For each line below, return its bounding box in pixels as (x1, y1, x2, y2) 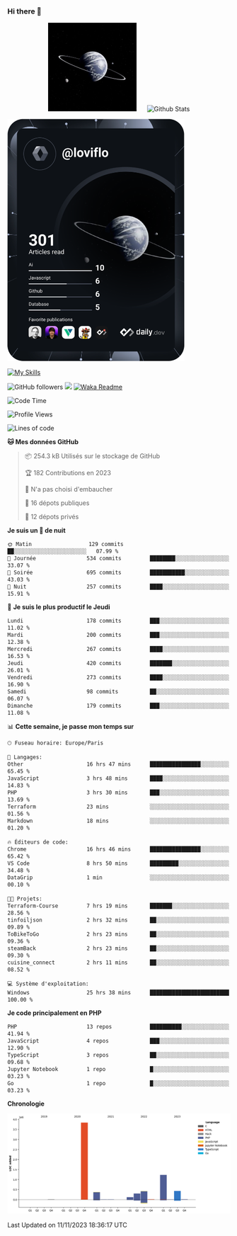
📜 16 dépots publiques (24, 499, 90, 507)
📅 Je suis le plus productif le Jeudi (7, 603, 111, 611)
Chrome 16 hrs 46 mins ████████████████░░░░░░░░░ (7, 846, 230, 853)
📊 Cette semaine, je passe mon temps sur (7, 722, 134, 731)
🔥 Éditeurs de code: (7, 839, 69, 846)
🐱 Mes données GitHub (7, 438, 79, 446)
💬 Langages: (7, 754, 42, 761)
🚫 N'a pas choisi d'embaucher (24, 485, 113, 494)
